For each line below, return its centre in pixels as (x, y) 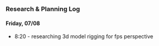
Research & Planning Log (43, 9)
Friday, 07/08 (23, 23)
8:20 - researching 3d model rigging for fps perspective (84, 36)
